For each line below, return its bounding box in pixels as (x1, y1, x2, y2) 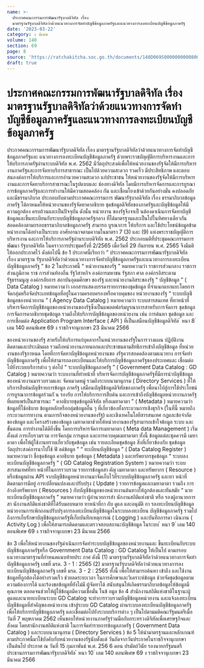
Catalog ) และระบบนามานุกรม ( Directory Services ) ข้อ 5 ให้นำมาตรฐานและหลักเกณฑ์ (7, 628, 194, 636)
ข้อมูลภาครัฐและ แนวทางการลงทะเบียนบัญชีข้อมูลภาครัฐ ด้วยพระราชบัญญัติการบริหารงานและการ (7, 153, 196, 160)
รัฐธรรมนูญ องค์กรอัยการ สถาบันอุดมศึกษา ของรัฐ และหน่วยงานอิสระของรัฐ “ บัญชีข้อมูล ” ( (7, 276, 187, 283)
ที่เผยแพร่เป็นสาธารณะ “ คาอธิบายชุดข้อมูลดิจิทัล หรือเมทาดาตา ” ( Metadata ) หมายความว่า (7, 398, 193, 405)
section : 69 (7, 43, 37, 49)
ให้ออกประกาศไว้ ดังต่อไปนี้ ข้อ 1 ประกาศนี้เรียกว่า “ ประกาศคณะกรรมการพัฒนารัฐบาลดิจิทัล (7, 249, 188, 256)
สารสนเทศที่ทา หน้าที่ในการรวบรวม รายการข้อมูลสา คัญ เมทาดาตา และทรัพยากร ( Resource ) (7, 466, 196, 473)
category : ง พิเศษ (7, 32, 48, 38)
